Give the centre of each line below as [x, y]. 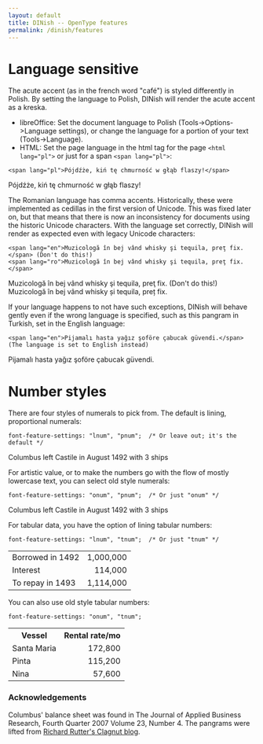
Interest [26, 570]
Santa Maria [34, 648]
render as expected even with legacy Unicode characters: [102, 234]
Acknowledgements [47, 698]
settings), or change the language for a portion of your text [153, 131]
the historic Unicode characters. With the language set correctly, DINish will [131, 226]
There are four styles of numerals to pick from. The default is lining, [117, 413]
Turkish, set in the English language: [67, 324]
